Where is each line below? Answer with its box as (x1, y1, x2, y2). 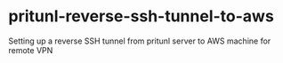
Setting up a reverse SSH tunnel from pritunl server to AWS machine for (8, 35, 271, 46)
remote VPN (8, 44, 53, 55)
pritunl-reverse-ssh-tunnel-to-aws (8, 6, 275, 27)
